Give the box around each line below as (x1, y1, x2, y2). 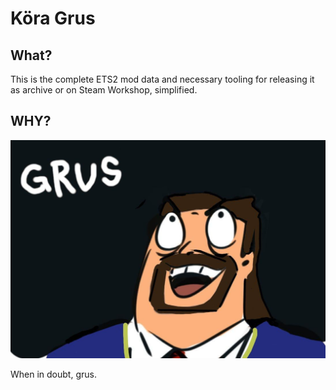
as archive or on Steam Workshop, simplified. (10, 84, 198, 96)
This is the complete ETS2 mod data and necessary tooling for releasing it (10, 73, 315, 85)
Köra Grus (10, 7, 96, 30)
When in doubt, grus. (10, 368, 97, 380)
